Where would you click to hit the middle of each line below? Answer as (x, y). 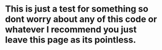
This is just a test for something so (77, 9)
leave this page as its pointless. (71, 40)
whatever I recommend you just (71, 30)
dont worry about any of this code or (81, 19)
